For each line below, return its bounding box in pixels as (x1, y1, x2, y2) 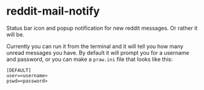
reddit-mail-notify (6, 4, 100, 18)
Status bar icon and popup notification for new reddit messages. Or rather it (6, 24, 198, 32)
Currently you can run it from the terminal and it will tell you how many (6, 43, 184, 50)
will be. (6, 30, 25, 38)
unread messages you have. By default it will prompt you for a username (6, 49, 190, 56)
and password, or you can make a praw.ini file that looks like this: (6, 55, 173, 63)
